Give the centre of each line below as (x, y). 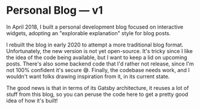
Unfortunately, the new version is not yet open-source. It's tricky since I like (99, 51)
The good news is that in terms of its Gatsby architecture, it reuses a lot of (98, 88)
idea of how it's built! (32, 100)
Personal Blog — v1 (54, 10)
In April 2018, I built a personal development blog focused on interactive (95, 27)
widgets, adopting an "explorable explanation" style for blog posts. (89, 33)
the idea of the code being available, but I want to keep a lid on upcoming (97, 57)
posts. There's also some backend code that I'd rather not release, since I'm (100, 64)
